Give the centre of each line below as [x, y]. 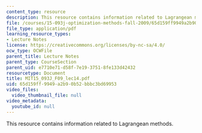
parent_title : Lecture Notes [43, 56]
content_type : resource [36, 12]
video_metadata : [26, 101]
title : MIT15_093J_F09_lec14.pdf [48, 78]
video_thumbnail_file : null [47, 95]
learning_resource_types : [38, 34]
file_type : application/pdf [41, 28]
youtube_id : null [33, 106]
